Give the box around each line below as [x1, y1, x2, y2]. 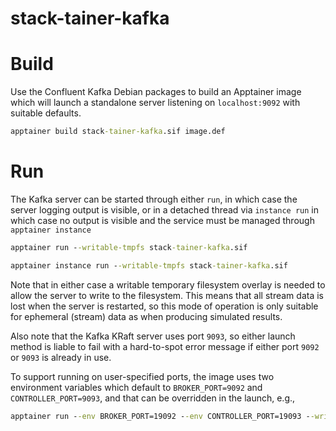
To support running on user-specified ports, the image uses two [10, 370, 275, 382]
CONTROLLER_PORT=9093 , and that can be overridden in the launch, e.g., [10, 392, 296, 404]
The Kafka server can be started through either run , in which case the [10, 193, 298, 205]
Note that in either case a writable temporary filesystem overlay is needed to [10, 278, 326, 291]
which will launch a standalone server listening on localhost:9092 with [10, 97, 301, 109]
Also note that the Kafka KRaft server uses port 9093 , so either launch [10, 330, 296, 342]
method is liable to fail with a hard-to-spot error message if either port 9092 [10, 340, 320, 352]
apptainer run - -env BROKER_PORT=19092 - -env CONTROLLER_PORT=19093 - [10, 411, 311, 421]
